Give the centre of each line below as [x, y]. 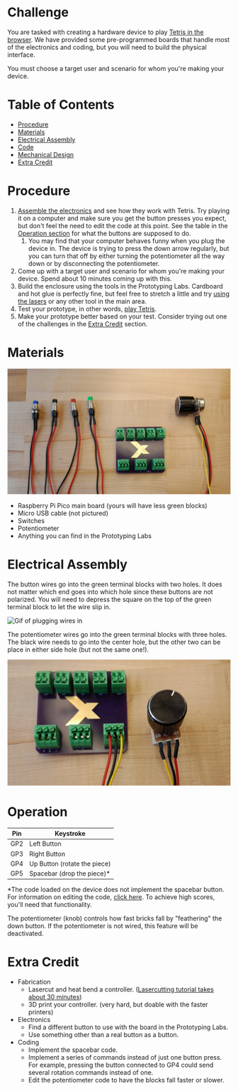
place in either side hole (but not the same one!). [78, 650]
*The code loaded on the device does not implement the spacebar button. [116, 889]
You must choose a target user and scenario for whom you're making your [116, 68]
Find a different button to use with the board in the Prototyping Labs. [128, 1027]
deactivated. [25, 933]
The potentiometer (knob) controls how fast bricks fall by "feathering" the [115, 918]
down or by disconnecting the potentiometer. [94, 263]
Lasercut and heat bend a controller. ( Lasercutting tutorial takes [121, 989]
